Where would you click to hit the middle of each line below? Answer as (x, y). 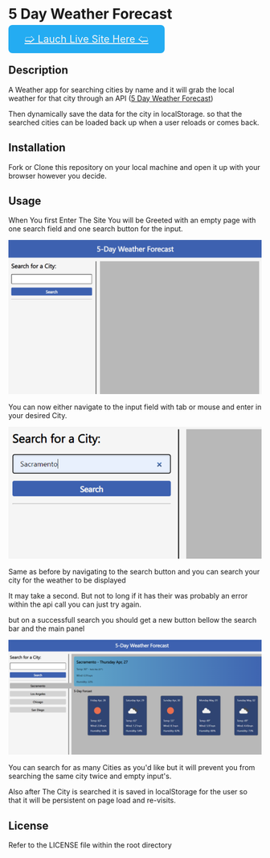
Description (38, 70)
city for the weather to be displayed (67, 580)
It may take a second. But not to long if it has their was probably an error (128, 595)
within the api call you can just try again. (75, 604)
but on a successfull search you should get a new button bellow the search (133, 620)
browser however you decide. (57, 176)
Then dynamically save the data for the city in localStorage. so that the (125, 114)
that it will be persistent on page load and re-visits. (92, 800)
